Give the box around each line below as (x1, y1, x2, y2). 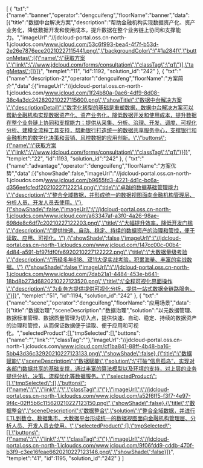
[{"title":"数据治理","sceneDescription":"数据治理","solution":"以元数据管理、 (6, 307, 196, 314)
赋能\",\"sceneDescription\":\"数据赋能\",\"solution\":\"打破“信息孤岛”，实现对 (6, 357, 195, 364)
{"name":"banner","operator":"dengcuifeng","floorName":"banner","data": (6, 12, 190, 19)
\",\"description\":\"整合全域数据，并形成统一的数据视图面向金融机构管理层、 (6, 191, 195, 199)
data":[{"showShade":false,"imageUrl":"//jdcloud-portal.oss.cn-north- (17, 170, 192, 177)
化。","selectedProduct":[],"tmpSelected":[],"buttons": (6, 329, 141, 337)
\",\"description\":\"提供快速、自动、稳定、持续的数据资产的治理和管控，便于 (6, 227, 195, 234)
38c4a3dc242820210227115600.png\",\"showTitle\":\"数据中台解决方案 (6, 96, 182, 104)
